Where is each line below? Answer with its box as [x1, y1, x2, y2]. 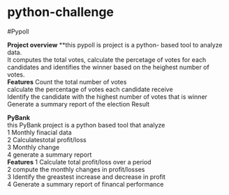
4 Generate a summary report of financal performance [7, 180, 164, 188]
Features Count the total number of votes [7, 77, 127, 86]
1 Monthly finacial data [7, 128, 72, 136]
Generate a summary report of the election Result [7, 100, 150, 108]
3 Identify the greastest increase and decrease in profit [7, 172, 166, 181]
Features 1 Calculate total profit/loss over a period [7, 157, 152, 166]
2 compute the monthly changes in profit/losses [7, 165, 145, 173]
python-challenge [7, 4, 114, 20]
